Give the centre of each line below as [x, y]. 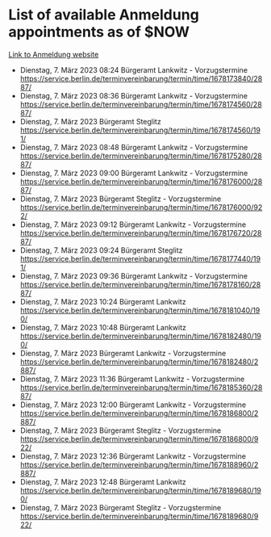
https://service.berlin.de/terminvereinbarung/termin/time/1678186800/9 [139, 438]
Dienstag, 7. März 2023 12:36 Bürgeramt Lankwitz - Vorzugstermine [133, 456]
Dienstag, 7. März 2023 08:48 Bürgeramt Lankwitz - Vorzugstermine [134, 147]
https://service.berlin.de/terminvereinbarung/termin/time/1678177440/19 [140, 258]
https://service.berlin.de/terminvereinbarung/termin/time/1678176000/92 [141, 207]
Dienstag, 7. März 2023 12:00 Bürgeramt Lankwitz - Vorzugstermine [133, 405]
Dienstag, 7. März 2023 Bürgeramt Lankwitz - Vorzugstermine [123, 353]
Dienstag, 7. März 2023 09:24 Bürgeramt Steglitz [101, 250]
